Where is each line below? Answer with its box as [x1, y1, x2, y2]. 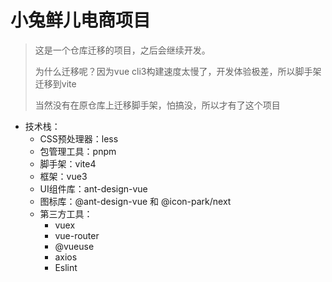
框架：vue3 [39, 170, 88, 182]
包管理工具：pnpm [39, 145, 117, 157]
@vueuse [54, 240, 95, 252]
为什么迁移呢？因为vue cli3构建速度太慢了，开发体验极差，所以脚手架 [34, 65, 322, 77]
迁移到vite [34, 77, 77, 90]
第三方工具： [39, 207, 93, 220]
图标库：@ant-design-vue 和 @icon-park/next [39, 195, 232, 207]
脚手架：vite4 [39, 157, 97, 170]
